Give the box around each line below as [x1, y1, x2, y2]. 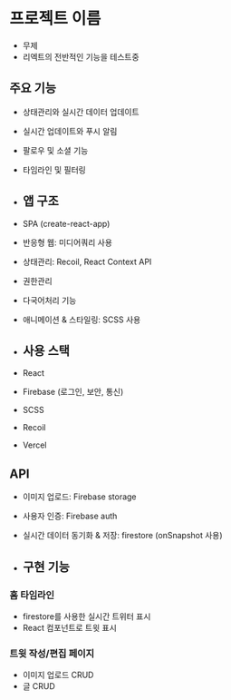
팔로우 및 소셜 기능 [22, 144, 89, 155]
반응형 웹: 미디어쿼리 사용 [22, 237, 113, 248]
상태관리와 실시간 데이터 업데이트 [22, 106, 140, 117]
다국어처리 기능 [22, 294, 77, 305]
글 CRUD [22, 681, 56, 692]
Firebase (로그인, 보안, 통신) [22, 387, 124, 398]
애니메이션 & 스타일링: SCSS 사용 [22, 314, 141, 325]
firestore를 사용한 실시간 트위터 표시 [22, 610, 151, 622]
